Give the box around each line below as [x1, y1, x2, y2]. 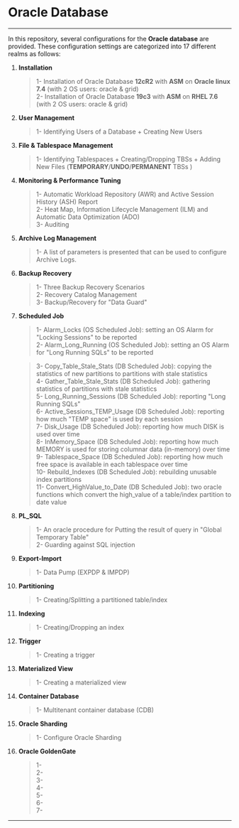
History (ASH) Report [35, 197, 99, 206]
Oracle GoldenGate [18, 747, 77, 756]
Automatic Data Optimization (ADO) [35, 213, 140, 221]
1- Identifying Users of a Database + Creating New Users [35, 127, 203, 136]
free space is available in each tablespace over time [35, 460, 189, 468]
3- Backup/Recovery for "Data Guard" [35, 298, 148, 306]
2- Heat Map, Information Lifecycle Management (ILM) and [35, 205, 209, 213]
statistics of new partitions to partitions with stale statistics [35, 369, 208, 377]
